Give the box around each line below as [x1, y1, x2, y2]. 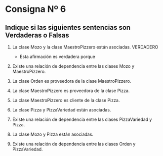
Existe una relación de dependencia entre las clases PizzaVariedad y [12, 116, 152, 122]
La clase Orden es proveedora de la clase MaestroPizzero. [12, 78, 132, 84]
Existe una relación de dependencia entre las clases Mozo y [12, 63, 134, 69]
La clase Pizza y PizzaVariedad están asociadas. [12, 107, 111, 112]
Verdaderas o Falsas [5, 31, 69, 39]
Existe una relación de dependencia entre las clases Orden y [12, 141, 136, 147]
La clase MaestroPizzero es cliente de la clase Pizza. [12, 98, 120, 103]
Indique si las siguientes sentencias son [5, 23, 131, 32]
